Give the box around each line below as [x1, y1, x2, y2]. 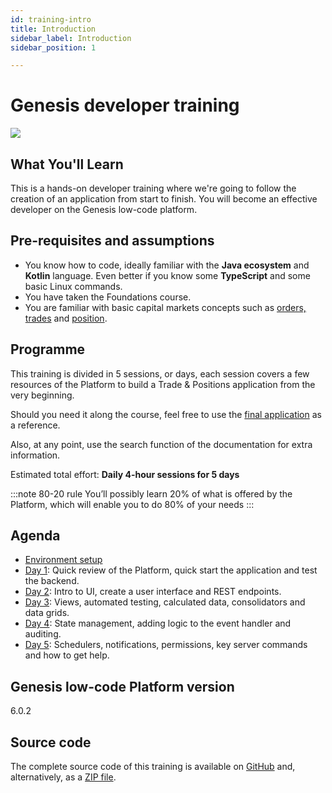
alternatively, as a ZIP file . [10, 771, 117, 783]
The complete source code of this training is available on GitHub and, [10, 761, 296, 773]
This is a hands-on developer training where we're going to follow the [10, 182, 297, 194]
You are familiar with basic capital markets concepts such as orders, [24, 301, 307, 313]
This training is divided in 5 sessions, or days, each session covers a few [10, 367, 310, 380]
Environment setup [24, 554, 103, 566]
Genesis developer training [10, 94, 240, 117]
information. [10, 449, 61, 461]
